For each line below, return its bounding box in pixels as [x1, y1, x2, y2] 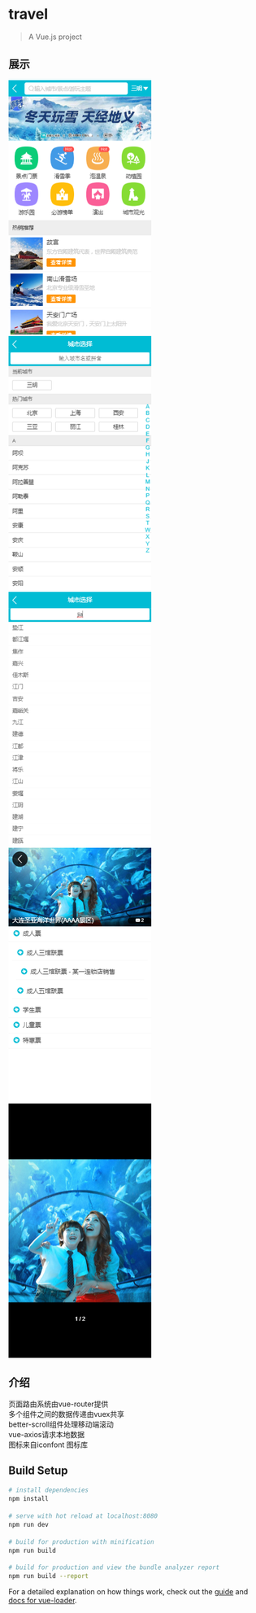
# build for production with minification [8, 1537, 154, 1546]
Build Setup [8, 1463, 68, 1477]
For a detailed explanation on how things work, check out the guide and [8, 1587, 249, 1596]
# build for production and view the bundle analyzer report [8, 1563, 220, 1571]
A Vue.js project [28, 32, 83, 42]
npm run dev [8, 1520, 49, 1528]
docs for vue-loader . [8, 1596, 77, 1605]
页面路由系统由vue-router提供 [8, 1399, 109, 1409]
